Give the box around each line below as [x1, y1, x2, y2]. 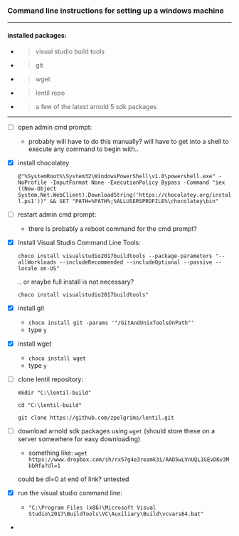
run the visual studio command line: [17, 489, 122, 497]
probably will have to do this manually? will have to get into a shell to [28, 137, 229, 145]
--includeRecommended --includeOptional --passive [59, 259, 213, 266]
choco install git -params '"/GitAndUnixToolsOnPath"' [28, 319, 194, 326]
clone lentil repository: [17, 375, 84, 383]
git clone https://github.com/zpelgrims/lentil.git [17, 414, 174, 421]
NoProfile [17, 179, 48, 186]
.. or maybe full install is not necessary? [17, 277, 134, 286]
